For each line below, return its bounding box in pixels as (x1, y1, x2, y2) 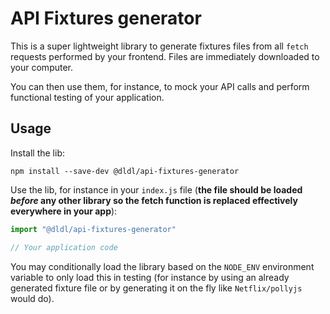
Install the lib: (10, 147, 65, 159)
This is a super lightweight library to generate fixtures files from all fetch (10, 40, 309, 52)
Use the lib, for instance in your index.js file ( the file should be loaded (10, 183, 303, 196)
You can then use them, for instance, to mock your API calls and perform (10, 80, 310, 92)
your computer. (10, 61, 74, 73)
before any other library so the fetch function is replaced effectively (10, 194, 298, 206)
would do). (10, 292, 55, 304)
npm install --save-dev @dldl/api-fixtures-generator (10, 166, 240, 176)
